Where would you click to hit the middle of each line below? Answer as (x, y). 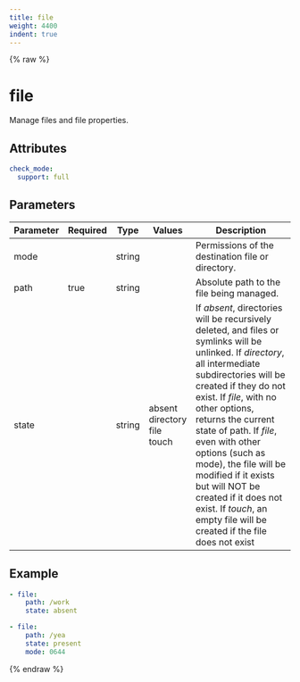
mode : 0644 (46, 652)
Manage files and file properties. (69, 121)
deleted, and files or (237, 329)
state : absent (51, 611)
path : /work (47, 603)
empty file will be (231, 520)
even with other (228, 441)
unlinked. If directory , (240, 352)
